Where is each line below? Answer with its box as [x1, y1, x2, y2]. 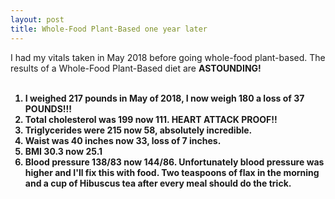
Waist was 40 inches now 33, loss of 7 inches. [24, 134, 222, 146]
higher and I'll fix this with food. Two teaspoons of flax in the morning [24, 166, 320, 178]
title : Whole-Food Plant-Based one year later [10, 24, 208, 34]
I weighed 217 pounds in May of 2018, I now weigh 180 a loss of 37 [24, 92, 305, 104]
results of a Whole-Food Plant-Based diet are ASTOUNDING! [10, 62, 262, 74]
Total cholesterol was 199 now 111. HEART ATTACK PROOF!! [24, 113, 278, 125]
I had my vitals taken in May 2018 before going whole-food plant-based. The [10, 51, 326, 63]
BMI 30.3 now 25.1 [24, 145, 103, 157]
